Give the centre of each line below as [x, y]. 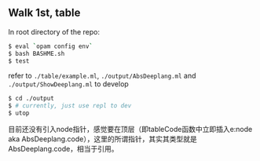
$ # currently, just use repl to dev [70, 106]
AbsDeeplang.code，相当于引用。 [63, 149]
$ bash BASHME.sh [37, 53]
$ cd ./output [31, 99]
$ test [19, 61]
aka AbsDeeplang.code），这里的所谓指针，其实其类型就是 [103, 139]
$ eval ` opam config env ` [50, 46]
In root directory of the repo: [54, 31]
